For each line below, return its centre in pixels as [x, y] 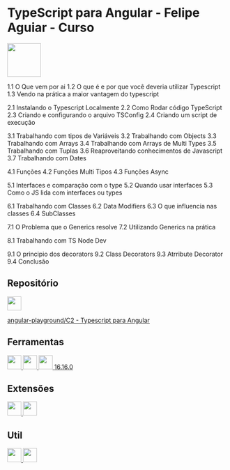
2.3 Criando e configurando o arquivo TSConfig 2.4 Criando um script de [112, 115]
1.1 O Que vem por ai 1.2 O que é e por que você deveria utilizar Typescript [114, 86]
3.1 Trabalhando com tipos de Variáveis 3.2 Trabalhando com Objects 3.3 [112, 136]
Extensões [31, 388]
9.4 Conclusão [28, 261]
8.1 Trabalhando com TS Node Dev [57, 240]
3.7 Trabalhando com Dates [47, 158]
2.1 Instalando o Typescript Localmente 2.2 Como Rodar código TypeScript [115, 107]
